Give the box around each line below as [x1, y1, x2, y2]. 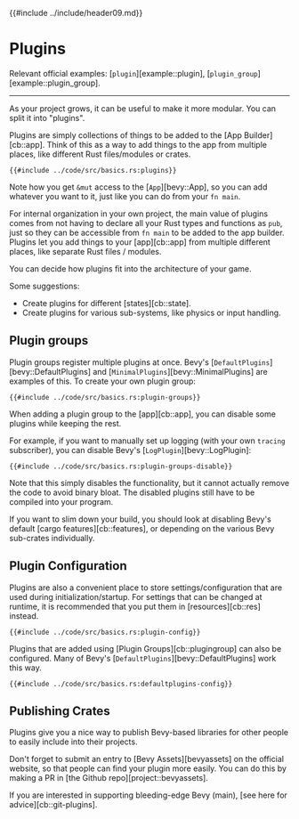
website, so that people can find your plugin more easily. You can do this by [9, 763, 287, 774]
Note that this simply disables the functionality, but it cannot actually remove [9, 477, 290, 488]
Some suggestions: [9, 280, 80, 291]
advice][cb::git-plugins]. [9, 799, 98, 810]
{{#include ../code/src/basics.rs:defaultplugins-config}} [9, 679, 233, 688]
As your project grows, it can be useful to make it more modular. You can [9, 102, 277, 114]
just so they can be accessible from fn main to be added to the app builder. [9, 227, 285, 238]
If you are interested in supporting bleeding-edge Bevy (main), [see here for [9, 790, 287, 800]
